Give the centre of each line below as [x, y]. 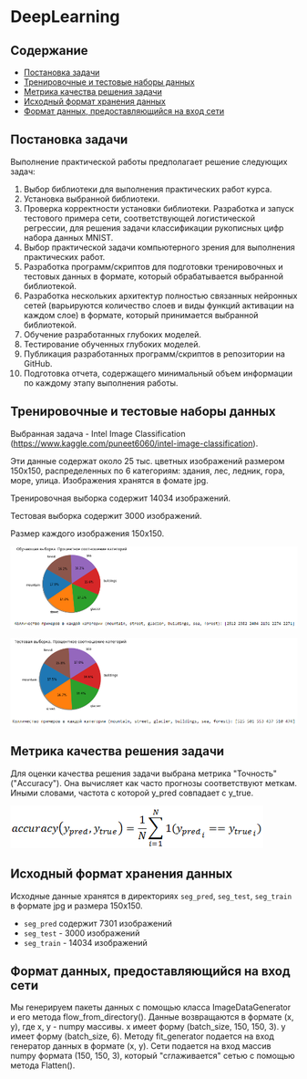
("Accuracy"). [36, 783]
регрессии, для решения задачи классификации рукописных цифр [153, 228]
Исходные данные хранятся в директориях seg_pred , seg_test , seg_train [151, 896]
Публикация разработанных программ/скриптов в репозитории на [154, 354]
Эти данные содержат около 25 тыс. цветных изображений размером [148, 461]
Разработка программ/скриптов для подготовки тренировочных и [153, 266]
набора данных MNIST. [68, 237]
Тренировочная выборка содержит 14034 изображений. [121, 498]
